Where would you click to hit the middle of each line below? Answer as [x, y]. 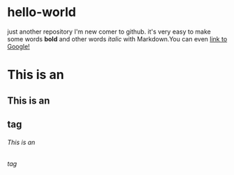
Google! [19, 46]
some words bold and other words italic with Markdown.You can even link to [117, 38]
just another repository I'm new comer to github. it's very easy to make [109, 31]
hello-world [42, 12]
